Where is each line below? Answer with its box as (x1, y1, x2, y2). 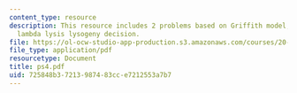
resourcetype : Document (9, 54, 97, 63)
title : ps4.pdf (9, 63, 65, 72)
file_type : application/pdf (9, 46, 113, 55)
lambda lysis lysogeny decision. (17, 29, 141, 38)
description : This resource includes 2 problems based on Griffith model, (9, 21, 291, 30)
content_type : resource (9, 12, 97, 22)
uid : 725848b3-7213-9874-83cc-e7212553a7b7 (9, 71, 172, 80)
